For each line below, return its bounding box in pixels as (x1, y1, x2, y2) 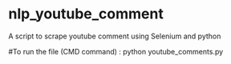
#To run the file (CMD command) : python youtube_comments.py (8, 46, 224, 56)
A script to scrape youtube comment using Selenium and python (8, 31, 221, 41)
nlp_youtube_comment (8, 5, 164, 23)
